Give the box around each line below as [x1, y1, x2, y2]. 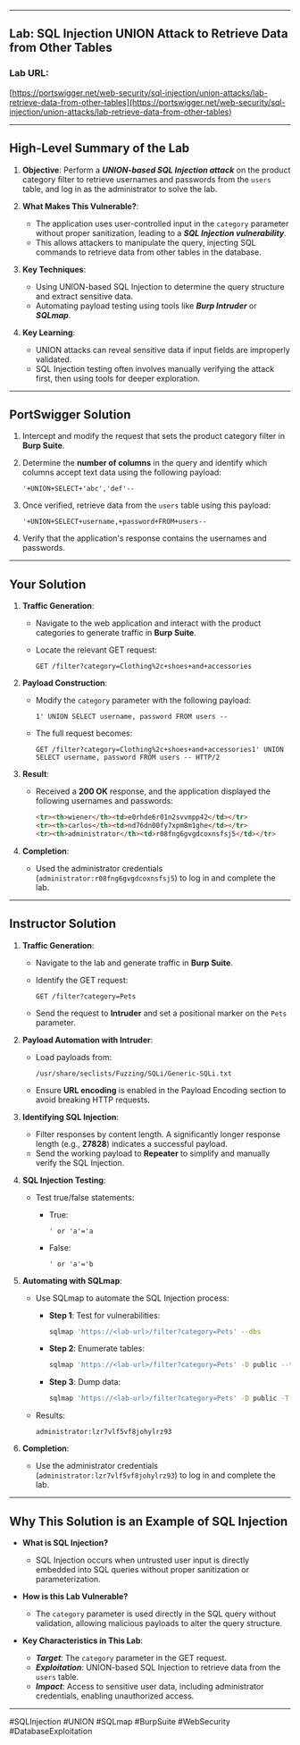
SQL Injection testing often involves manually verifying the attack [35, 363, 275, 374]
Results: [35, 1410, 65, 1421]
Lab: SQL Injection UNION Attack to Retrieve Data [9, 26, 288, 41]
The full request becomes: [35, 728, 133, 738]
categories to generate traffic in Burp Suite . [35, 628, 196, 638]
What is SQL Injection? [21, 1538, 109, 1547]
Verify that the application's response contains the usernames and [21, 533, 268, 544]
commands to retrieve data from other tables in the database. [35, 247, 262, 257]
